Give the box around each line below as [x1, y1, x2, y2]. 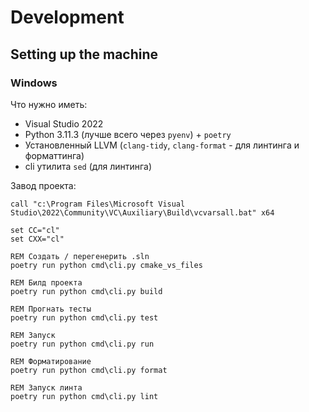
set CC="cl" [10, 225, 60, 235]
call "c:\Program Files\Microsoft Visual [10, 199, 186, 209]
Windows [10, 76, 58, 90]
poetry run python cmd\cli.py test [10, 312, 159, 323]
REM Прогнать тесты [10, 304, 92, 314]
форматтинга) [24, 149, 85, 161]
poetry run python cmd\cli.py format [10, 365, 168, 375]
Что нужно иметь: [10, 98, 88, 110]
